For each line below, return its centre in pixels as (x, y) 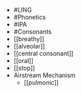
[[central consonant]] (43, 53)
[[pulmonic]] (41, 82)
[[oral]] (23, 61)
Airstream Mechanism (44, 75)
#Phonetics (30, 17)
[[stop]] (24, 68)
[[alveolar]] (29, 46)
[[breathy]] (29, 39)
